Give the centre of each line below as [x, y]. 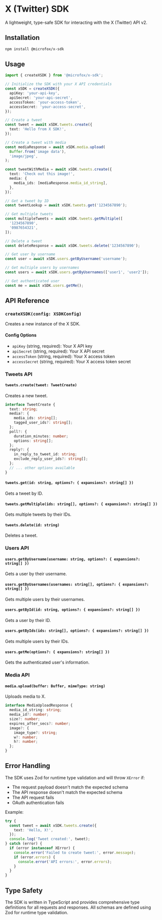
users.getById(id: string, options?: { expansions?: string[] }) [72, 610]
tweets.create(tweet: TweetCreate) [41, 385]
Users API [17, 548]
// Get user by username [30, 254]
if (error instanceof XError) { [42, 848]
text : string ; [24, 409]
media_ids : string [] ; [36, 418]
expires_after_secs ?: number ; [40, 723]
